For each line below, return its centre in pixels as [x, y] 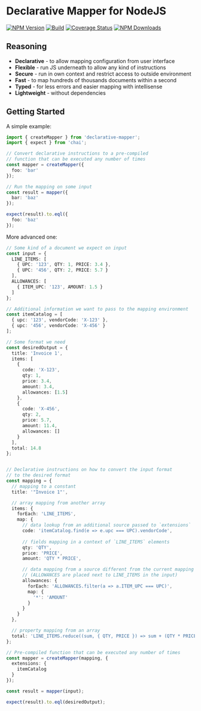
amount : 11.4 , [40, 426]
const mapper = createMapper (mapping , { [57, 658]
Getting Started [36, 112]
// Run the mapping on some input [49, 187]
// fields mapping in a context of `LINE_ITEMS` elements [96, 542]
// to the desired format [38, 475]
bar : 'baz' [25, 198]
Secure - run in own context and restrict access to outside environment [103, 74]
